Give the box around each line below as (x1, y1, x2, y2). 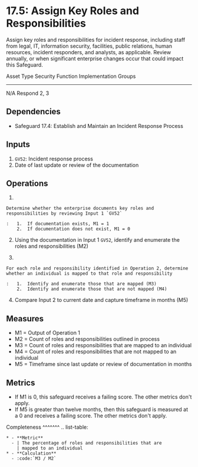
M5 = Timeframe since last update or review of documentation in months (14, 361, 192, 368)
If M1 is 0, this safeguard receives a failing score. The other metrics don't (14, 393, 192, 400)
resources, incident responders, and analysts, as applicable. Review (6, 48, 171, 55)
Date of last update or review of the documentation (14, 161, 139, 169)
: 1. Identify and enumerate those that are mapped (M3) (6, 281, 157, 287)
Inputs (6, 140, 31, 150)
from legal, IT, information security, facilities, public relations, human (6, 42, 173, 50)
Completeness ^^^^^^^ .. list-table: (6, 423, 88, 430)
